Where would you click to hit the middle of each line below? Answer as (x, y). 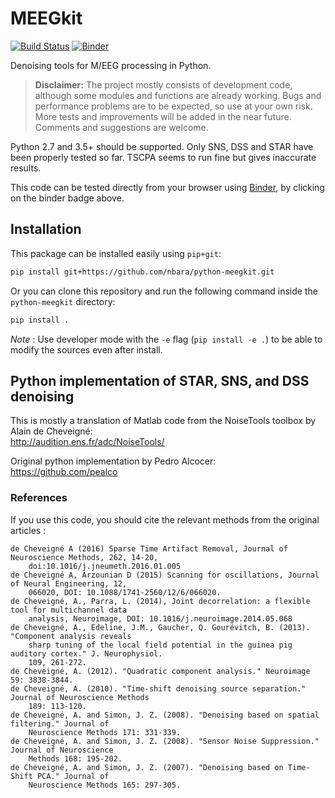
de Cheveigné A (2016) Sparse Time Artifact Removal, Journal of (149, 548)
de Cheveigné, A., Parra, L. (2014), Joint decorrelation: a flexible (160, 601)
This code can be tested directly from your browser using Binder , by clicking (167, 187)
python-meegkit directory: (63, 301)
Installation (46, 229)
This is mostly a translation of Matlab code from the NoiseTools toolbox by (163, 421)
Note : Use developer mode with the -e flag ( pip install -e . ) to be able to (166, 339)
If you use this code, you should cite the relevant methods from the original (165, 519)
